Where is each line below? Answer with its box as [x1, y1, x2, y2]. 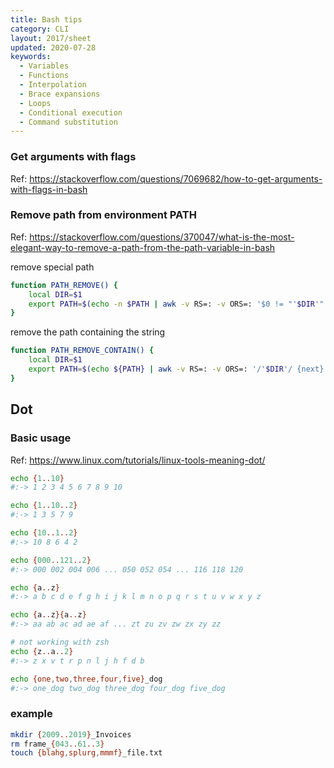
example [10, 707, 53, 721]
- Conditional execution [19, 107, 123, 118]
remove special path [10, 261, 95, 273]
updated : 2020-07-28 [10, 42, 97, 53]
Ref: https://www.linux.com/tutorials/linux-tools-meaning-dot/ [10, 454, 266, 466]
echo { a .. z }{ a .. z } [10, 610, 87, 620]
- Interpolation [19, 80, 87, 90]
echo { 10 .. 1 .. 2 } [10, 528, 78, 538]
